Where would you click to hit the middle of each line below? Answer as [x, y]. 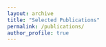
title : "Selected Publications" [53, 20]
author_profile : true [38, 33]
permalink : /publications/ [46, 26]
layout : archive [30, 13]
